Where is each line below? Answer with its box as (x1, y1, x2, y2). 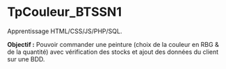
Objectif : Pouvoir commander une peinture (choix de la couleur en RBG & (7, 40, 219, 48)
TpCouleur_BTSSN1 (7, 4, 122, 20)
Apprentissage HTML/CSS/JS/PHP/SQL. (7, 27, 122, 35)
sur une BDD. (7, 55, 45, 63)
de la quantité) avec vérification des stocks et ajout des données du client (7, 48, 219, 56)
